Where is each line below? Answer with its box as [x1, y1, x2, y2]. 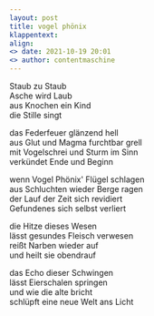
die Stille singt [9, 110, 63, 120]
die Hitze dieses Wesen [9, 220, 98, 231]
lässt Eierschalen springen [9, 277, 109, 288]
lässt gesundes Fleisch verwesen [9, 230, 134, 241]
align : [9, 38, 34, 48]
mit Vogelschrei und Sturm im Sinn [9, 147, 139, 158]
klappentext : [9, 30, 59, 39]
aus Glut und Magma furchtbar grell [9, 138, 143, 148]
